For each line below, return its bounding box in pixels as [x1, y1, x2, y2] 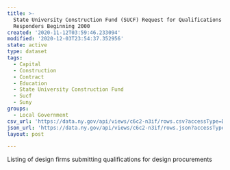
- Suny [13, 99, 32, 106]
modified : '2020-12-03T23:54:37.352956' [7, 36, 125, 42]
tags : [7, 55, 23, 61]
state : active [7, 42, 48, 48]
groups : [7, 105, 29, 112]
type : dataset [7, 48, 48, 55]
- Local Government [13, 111, 69, 118]
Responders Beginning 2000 [13, 23, 90, 29]
